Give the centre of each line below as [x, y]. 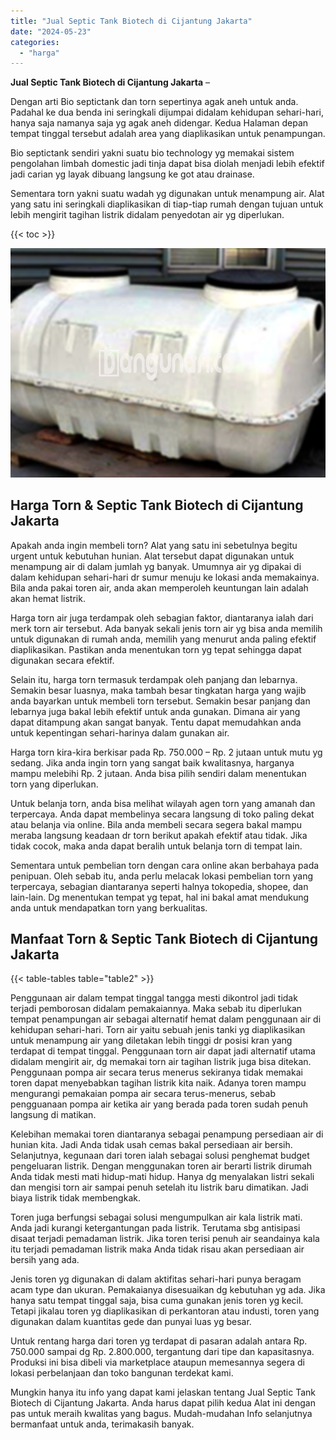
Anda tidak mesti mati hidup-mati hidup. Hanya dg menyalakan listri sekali [162, 1177]
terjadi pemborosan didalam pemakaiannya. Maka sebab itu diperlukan [156, 1009]
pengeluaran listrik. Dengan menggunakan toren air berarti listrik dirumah [161, 1166]
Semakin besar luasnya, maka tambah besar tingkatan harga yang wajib [158, 690]
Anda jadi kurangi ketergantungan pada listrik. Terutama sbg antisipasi [155, 1228]
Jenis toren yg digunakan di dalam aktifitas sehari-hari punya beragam [156, 1279]
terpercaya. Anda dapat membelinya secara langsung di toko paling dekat [162, 814]
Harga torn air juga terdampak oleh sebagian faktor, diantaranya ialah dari [162, 617]
